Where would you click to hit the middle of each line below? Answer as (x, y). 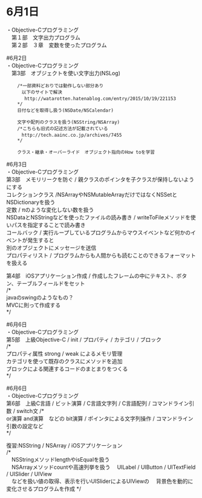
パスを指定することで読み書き (48, 225)
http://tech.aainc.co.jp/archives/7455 (72, 135)
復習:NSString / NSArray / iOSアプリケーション (64, 445)
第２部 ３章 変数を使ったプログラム (59, 45)
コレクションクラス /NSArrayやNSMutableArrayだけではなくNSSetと (92, 194)
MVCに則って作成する (34, 305)
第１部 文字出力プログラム (46, 37)
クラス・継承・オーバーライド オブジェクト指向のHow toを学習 (86, 152)
